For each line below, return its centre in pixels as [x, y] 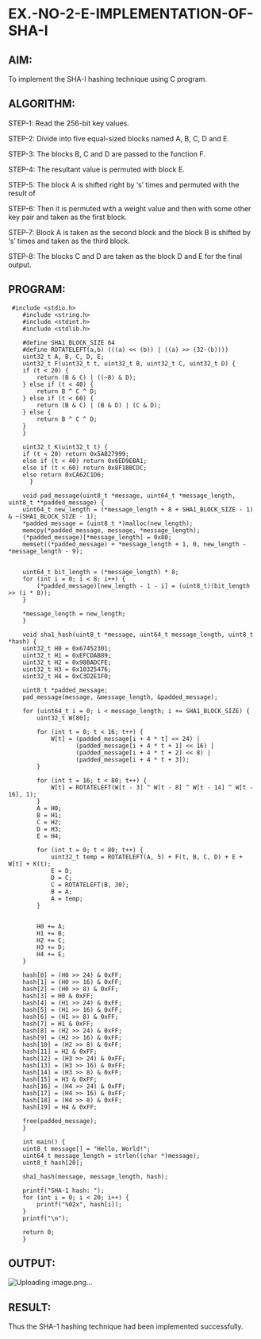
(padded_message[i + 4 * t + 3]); [133, 759]
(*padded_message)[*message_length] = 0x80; [97, 537]
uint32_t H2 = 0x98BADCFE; [67, 662]
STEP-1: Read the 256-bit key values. [69, 123]
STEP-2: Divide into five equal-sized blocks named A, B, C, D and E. [119, 138]
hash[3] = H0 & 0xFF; [58, 996]
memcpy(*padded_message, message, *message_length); [111, 530]
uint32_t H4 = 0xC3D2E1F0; [67, 676]
